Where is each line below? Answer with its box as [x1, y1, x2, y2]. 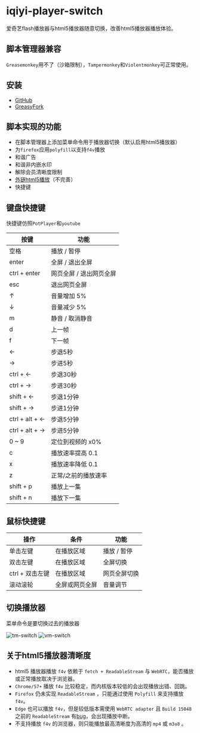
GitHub [14, 96, 33, 104]
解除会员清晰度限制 [14, 169, 63, 176]
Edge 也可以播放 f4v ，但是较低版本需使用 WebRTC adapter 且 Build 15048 [14, 705, 192, 712]
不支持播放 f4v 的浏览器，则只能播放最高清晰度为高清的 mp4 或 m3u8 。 [14, 720, 187, 727]
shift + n [9, 494, 32, 502]
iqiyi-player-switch [6, 4, 103, 18]
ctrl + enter [9, 269, 41, 278]
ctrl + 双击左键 [9, 570, 50, 577]
